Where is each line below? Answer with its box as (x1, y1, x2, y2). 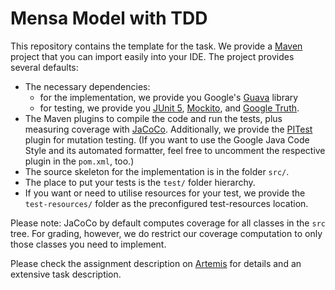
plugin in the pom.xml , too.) (24, 155, 135, 167)
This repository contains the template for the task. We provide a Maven (10, 40, 303, 52)
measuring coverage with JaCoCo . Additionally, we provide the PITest (24, 123, 313, 135)
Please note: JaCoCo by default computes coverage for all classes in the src (10, 217, 326, 229)
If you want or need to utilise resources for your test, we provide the (24, 187, 306, 199)
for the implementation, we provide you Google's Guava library (39, 91, 299, 103)
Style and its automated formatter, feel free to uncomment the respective (24, 144, 326, 156)
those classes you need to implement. (10, 238, 167, 250)
